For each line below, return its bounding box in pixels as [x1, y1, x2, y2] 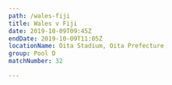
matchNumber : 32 [8, 57, 63, 66]
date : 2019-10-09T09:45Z [8, 27, 92, 35]
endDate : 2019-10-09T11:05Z [8, 34, 103, 43]
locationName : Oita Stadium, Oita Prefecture [8, 42, 164, 50]
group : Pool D [8, 49, 57, 57]
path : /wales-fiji [8, 11, 70, 20]
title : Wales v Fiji [8, 19, 78, 28]
